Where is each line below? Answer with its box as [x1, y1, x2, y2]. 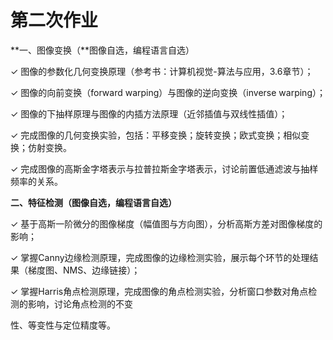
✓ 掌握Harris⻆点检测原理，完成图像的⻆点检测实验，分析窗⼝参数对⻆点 [10, 285, 309, 297]
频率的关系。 [10, 175, 63, 187]
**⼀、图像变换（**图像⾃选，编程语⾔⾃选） [10, 44, 195, 56]
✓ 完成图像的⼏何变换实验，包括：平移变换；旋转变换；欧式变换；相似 [10, 129, 302, 141]
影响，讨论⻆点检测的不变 [27, 297, 133, 310]
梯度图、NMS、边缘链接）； [27, 264, 141, 276]
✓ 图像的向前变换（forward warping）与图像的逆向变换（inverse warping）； [10, 86, 326, 98]
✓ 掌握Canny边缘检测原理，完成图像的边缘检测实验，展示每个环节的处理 [10, 251, 310, 263]
